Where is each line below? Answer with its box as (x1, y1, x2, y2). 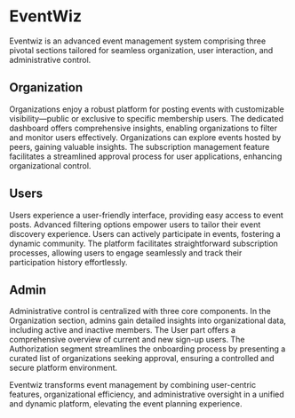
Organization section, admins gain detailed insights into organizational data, (9, 315, 287, 326)
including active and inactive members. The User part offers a (9, 325, 236, 335)
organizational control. (9, 160, 92, 170)
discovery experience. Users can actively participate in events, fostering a (9, 228, 282, 239)
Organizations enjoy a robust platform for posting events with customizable (9, 104, 284, 114)
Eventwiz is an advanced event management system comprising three (9, 35, 267, 46)
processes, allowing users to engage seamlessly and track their (9, 247, 243, 258)
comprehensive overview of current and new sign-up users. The (9, 335, 245, 345)
